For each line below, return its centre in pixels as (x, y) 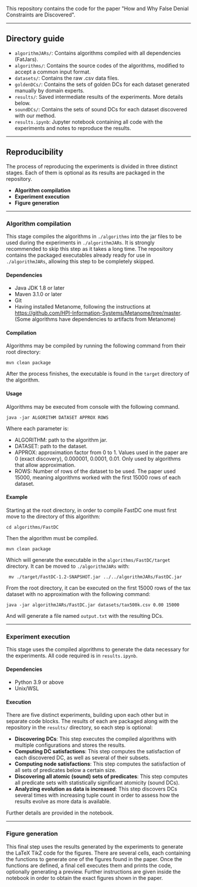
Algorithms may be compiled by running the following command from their (96, 346)
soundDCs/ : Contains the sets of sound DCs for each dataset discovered (101, 109)
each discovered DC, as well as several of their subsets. (82, 758)
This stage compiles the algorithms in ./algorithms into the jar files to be (94, 236)
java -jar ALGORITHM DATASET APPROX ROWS (57, 418)
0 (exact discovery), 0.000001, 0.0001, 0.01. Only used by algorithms (98, 458)
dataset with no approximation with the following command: (78, 594)
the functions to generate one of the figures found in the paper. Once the (94, 859)
